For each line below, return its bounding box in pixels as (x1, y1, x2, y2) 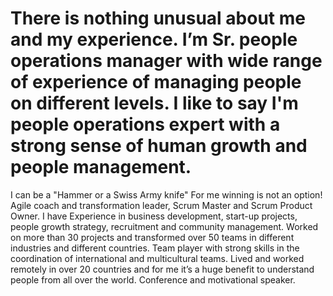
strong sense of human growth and (10, 135, 308, 157)
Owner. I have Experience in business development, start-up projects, (10, 210, 298, 222)
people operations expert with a (10, 113, 281, 136)
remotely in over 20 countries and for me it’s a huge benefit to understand (10, 263, 315, 275)
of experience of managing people (10, 71, 302, 94)
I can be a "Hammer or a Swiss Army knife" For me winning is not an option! (10, 188, 323, 201)
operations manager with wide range (10, 50, 323, 72)
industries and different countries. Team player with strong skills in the (10, 242, 300, 254)
